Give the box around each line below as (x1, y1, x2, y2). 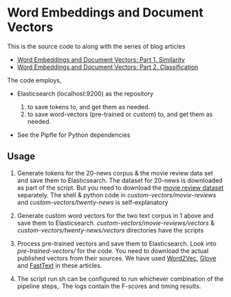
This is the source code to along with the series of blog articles (7, 42, 186, 50)
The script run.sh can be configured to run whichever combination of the (16, 274, 224, 283)
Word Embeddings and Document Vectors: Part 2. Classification (16, 63, 199, 71)
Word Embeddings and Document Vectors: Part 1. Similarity (16, 55, 186, 63)
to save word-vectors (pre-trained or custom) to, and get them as (27, 110, 213, 118)
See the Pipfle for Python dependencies (16, 131, 131, 139)
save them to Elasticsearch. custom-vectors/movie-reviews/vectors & (16, 219, 214, 227)
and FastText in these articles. (16, 261, 102, 269)
